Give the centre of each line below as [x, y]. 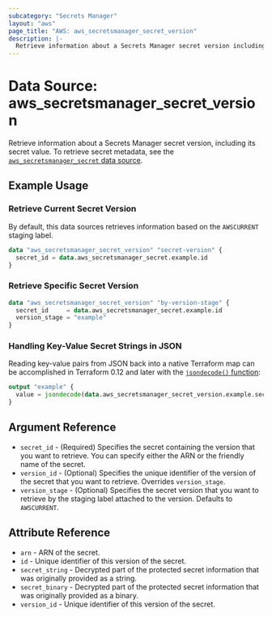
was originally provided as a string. [79, 578]
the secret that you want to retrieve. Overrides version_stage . [123, 481]
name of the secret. [53, 464]
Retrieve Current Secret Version [72, 209]
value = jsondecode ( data [57, 395]
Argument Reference [62, 428]
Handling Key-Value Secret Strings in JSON [95, 346]
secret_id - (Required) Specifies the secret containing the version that [137, 447]
